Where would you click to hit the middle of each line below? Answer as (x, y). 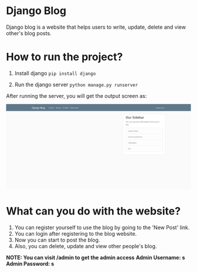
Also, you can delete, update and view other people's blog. (86, 246)
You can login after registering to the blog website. (76, 234)
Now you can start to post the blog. (57, 240)
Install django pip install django (55, 73)
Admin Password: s (30, 264)
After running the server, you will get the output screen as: (77, 96)
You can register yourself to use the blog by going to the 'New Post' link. (102, 227)
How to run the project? (64, 57)
